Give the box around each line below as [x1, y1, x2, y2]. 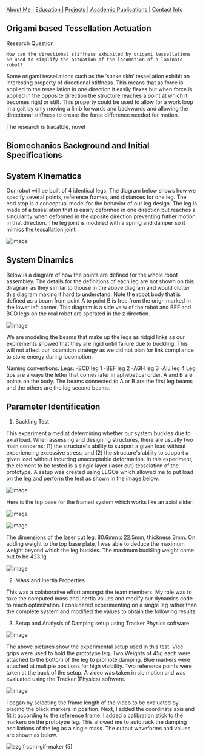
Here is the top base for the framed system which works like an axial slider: [6, 498, 194, 506]
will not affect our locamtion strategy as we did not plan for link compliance [6, 346, 194, 354]
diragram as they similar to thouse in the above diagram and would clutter [6, 284, 190, 291]
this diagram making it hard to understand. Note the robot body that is [6, 290, 181, 298]
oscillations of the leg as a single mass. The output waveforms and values [6, 724, 191, 732]
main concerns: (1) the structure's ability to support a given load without [6, 442, 186, 450]
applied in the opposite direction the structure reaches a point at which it [6, 92, 188, 99]
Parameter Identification [6, 402, 101, 412]
